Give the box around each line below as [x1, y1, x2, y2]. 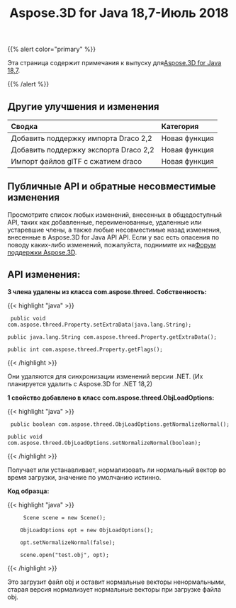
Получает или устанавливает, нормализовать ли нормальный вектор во [7, 466, 227, 474]
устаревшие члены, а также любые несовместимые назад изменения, [7, 225, 222, 234]
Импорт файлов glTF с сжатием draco [11, 157, 142, 166]
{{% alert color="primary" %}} [7, 45, 96, 54]
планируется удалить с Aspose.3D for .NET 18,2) [7, 379, 153, 388]
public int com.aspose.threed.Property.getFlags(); [7, 346, 163, 353]
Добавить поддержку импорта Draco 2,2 [11, 133, 152, 143]
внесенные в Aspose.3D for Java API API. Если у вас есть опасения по [7, 232, 220, 242]
